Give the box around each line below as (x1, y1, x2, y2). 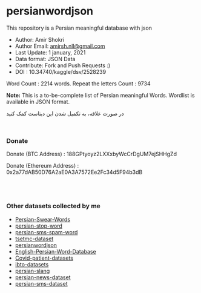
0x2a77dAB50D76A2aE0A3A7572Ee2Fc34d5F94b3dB (6, 168, 143, 176)
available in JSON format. (6, 98, 70, 105)
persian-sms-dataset (15, 280, 68, 287)
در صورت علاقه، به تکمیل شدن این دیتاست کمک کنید (6, 110, 124, 117)
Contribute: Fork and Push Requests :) (15, 62, 111, 69)
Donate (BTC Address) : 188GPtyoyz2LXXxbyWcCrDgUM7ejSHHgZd (6, 150, 177, 158)
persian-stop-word (15, 222, 62, 229)
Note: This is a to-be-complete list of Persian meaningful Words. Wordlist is (6, 91, 195, 99)
